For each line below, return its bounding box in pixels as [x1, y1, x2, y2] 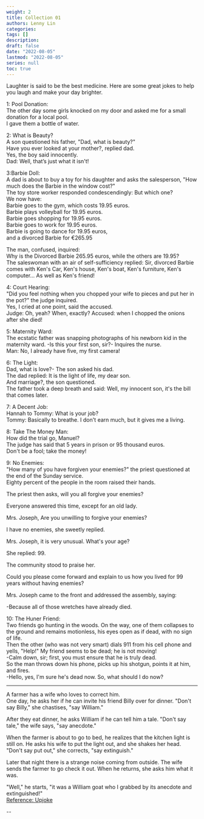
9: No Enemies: [6, 459, 44, 467]
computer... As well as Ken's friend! [6, 272, 95, 279]
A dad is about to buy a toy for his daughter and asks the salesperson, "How [6, 176, 197, 183]
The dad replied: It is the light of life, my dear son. [6, 372, 131, 380]
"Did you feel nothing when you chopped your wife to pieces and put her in [6, 290, 194, 297]
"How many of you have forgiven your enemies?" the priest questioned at [6, 466, 190, 473]
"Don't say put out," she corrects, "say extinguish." [6, 747, 134, 754]
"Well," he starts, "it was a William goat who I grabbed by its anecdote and [6, 784, 192, 791]
